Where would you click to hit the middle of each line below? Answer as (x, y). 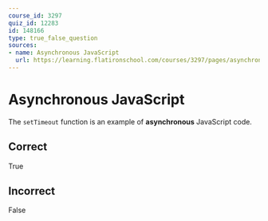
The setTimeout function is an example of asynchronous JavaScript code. (130, 121)
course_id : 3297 (35, 16)
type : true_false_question (53, 38)
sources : (23, 45)
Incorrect (32, 191)
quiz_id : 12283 (33, 23)
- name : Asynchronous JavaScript (64, 53)
